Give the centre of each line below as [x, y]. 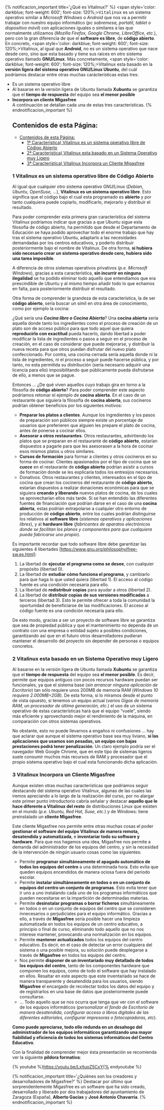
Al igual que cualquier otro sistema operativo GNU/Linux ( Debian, [78, 187]
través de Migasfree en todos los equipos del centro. [73, 955]
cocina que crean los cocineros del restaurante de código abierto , [86, 483]
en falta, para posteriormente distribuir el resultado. [64, 289]
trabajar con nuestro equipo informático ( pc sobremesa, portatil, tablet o [78, 23]
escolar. [27, 877]
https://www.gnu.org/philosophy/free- [99, 549]
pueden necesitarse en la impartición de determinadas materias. [84, 898]
